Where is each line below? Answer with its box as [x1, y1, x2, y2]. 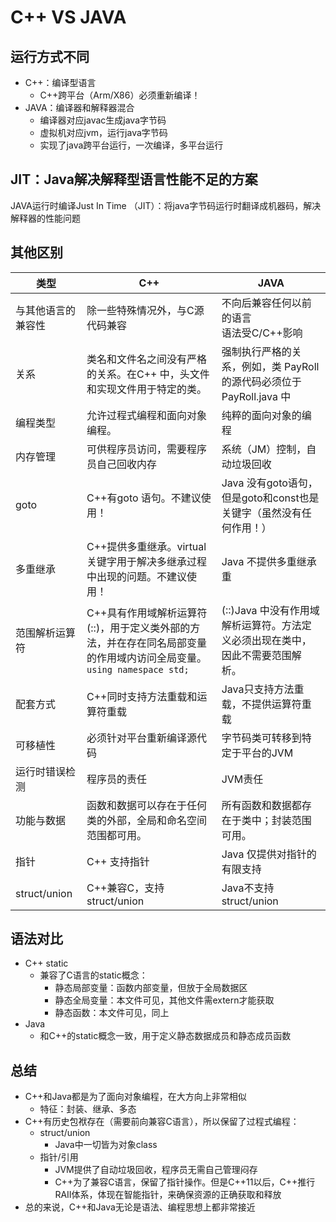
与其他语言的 [15, 303, 77, 317]
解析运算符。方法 [221, 618, 302, 632]
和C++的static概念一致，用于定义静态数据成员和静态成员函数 [39, 1030, 292, 1042]
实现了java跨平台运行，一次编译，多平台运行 [39, 139, 224, 151]
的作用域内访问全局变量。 [86, 651, 208, 665]
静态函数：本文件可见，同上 [54, 1007, 170, 1019]
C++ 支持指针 [86, 854, 150, 868]
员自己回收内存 [86, 457, 158, 471]
